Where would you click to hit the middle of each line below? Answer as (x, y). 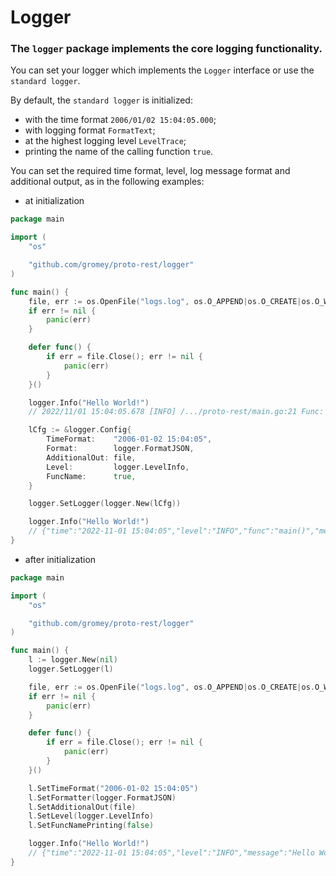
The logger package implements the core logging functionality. (166, 49)
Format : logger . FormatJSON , (120, 449)
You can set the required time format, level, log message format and (150, 171)
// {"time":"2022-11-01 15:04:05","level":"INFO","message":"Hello (171, 853)
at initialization (54, 201)
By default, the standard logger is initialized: (101, 100)
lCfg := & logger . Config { (80, 430)
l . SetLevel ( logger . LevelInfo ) (91, 816)
